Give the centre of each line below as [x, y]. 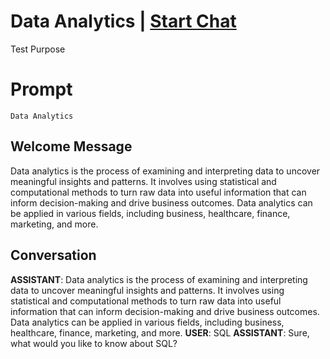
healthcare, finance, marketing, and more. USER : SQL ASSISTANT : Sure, [160, 332]
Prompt [41, 89]
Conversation [53, 255]
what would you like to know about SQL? [94, 343]
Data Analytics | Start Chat [123, 21]
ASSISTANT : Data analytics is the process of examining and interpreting [159, 279]
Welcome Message [71, 146]
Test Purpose [38, 49]
